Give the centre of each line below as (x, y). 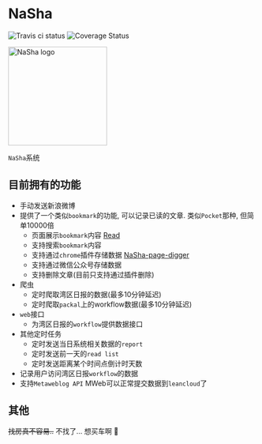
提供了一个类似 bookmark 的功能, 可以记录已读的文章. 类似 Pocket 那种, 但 (133, 215)
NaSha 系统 (24, 157)
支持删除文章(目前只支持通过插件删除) (93, 274)
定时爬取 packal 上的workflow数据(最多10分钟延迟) (112, 304)
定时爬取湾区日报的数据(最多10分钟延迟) (96, 294)
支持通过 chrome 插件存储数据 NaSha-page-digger (110, 254)
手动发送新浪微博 (47, 205)
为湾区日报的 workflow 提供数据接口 (87, 324)
